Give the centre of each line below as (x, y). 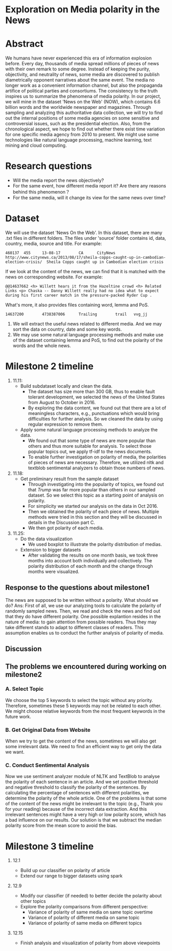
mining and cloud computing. (36, 145)
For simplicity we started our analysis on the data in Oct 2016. (93, 506)
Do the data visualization (46, 539)
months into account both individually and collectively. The (90, 560)
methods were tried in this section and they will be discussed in (95, 517)
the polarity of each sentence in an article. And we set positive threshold (82, 782)
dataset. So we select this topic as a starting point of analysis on (96, 495)
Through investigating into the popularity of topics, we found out (96, 484)
